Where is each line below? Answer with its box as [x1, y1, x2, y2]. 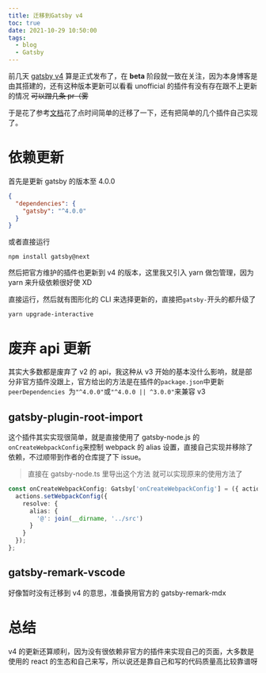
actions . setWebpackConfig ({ [15, 492, 108, 500]
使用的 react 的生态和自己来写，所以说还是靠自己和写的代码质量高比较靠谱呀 [8, 656, 258, 666]
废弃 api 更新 [8, 339, 91, 357]
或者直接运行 [8, 237, 50, 247]
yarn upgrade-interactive [8, 310, 93, 318]
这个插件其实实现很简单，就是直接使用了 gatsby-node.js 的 [8, 433, 200, 442]
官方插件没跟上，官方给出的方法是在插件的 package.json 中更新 [21, 377, 224, 386]
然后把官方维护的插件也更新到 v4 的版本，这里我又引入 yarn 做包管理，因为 [8, 267, 255, 278]
